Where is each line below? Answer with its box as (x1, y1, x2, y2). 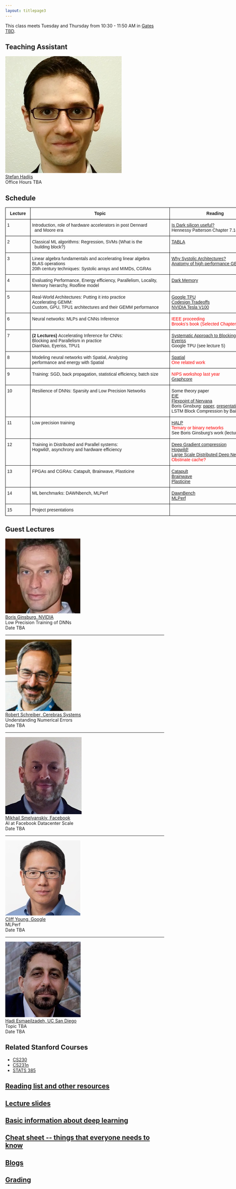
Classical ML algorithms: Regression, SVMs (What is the (32, 239, 143, 245)
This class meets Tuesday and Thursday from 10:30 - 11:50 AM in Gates (5, 23, 154, 29)
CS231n (12, 1062, 29, 1068)
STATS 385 (12, 1067, 36, 1073)
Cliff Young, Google (5, 916, 46, 922)
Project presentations (32, 507, 74, 513)
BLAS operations (32, 261, 66, 267)
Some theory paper (171, 388, 209, 394)
